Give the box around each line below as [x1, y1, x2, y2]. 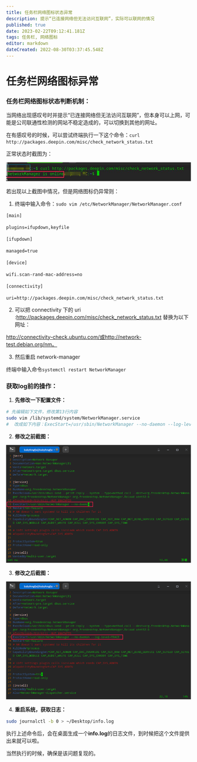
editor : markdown [6, 41, 49, 47]
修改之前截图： [14, 433, 51, 440]
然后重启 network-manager [14, 353, 80, 360]
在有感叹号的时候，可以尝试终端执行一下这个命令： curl [6, 131, 140, 138]
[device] [6, 260, 28, 266]
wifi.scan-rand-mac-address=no [6, 271, 83, 277]
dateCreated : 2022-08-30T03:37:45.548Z [6, 47, 104, 53]
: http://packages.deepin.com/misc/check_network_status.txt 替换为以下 [14, 313, 189, 320]
